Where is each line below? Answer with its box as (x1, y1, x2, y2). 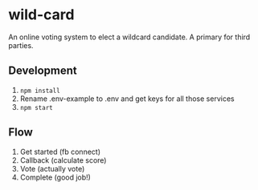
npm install (19, 87, 60, 95)
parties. (8, 40, 34, 50)
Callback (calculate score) (19, 155, 107, 165)
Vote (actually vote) (19, 164, 85, 173)
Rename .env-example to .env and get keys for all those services (19, 94, 235, 103)
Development (8, 64, 78, 78)
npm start (19, 103, 54, 111)
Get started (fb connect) (19, 147, 101, 156)
